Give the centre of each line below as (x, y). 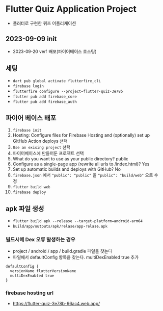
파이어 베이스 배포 (31, 118)
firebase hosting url (29, 293)
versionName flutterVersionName (43, 271)
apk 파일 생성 (25, 209)
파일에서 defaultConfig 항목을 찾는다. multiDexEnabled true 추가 (76, 257)
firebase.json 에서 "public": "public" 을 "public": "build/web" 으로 (83, 175)
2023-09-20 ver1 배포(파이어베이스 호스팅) (55, 51)
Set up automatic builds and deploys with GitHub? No (67, 169)
